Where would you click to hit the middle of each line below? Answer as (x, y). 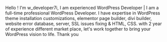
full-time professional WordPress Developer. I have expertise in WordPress (83, 13)
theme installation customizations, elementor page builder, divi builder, (79, 18)
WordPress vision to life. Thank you (42, 34)
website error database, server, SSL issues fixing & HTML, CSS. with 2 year (84, 23)
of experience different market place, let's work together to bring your (78, 29)
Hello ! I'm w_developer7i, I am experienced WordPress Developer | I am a (82, 8)
